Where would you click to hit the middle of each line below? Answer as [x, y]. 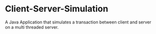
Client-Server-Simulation [57, 9]
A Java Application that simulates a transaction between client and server [78, 22]
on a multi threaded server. [32, 27]
